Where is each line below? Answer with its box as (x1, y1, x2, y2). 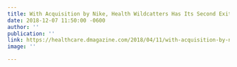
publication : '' (7, 30, 55, 37)
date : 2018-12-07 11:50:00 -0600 (7, 17, 106, 24)
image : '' (7, 43, 37, 50)
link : (7, 37, 23, 44)
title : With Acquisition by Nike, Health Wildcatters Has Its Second (7, 10, 217, 18)
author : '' (7, 23, 39, 30)
